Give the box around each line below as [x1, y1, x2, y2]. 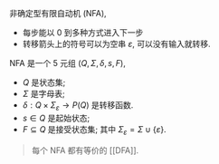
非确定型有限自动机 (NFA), [9, 8, 107, 18]
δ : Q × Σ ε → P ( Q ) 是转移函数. [22, 100, 134, 112]
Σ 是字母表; [22, 89, 65, 99]
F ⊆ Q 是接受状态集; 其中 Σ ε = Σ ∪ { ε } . [22, 123, 167, 137]
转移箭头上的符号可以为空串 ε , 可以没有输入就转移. [22, 39, 211, 49]
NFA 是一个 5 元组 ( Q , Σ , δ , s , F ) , [9, 58, 127, 68]
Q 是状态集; [22, 77, 66, 88]
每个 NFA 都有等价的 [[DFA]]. [31, 144, 139, 156]
